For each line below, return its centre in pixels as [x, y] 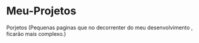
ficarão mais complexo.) [36, 33]
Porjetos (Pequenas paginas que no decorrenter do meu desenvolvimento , [99, 27]
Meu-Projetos [41, 11]
